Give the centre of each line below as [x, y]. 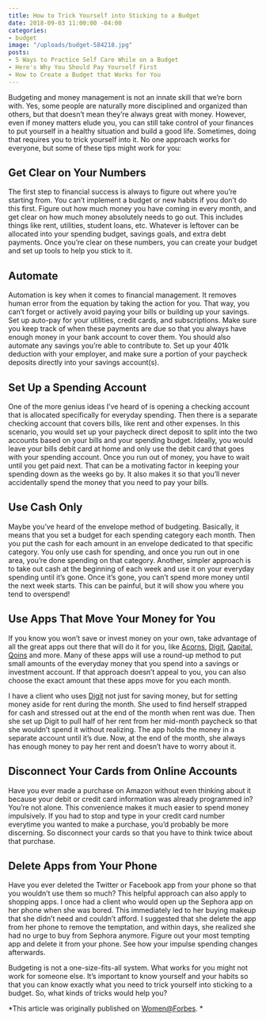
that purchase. [32, 841]
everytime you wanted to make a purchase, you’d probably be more [118, 824]
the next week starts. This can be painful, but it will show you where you [126, 585]
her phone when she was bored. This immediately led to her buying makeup [132, 911]
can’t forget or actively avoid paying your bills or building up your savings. [129, 312]
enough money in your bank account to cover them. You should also [120, 337]
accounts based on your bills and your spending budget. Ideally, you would [131, 441]
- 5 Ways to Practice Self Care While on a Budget [93, 60]
